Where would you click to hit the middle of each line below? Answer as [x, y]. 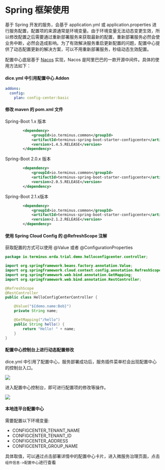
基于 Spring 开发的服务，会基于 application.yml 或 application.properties [78, 25]
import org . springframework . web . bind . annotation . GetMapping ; [69, 275]
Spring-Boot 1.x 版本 [26, 121]
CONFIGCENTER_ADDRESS [40, 441]
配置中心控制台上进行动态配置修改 [40, 350]
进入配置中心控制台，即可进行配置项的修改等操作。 [57, 387]
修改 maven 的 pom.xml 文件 [34, 110]
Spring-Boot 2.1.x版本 [27, 196]
